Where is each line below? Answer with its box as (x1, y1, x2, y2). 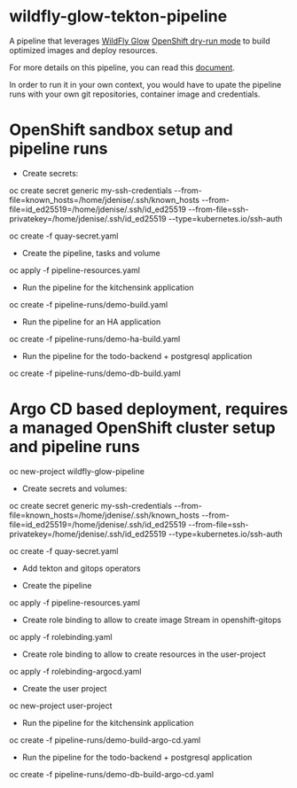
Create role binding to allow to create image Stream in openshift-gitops (21, 614, 282, 625)
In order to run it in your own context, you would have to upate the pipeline (9, 79, 282, 90)
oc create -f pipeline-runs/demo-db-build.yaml (9, 368, 182, 378)
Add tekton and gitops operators (21, 563, 141, 573)
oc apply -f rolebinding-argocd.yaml (9, 666, 142, 676)
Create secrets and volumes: (21, 483, 128, 494)
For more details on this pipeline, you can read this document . (9, 62, 235, 73)
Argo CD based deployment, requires (9, 399, 288, 419)
